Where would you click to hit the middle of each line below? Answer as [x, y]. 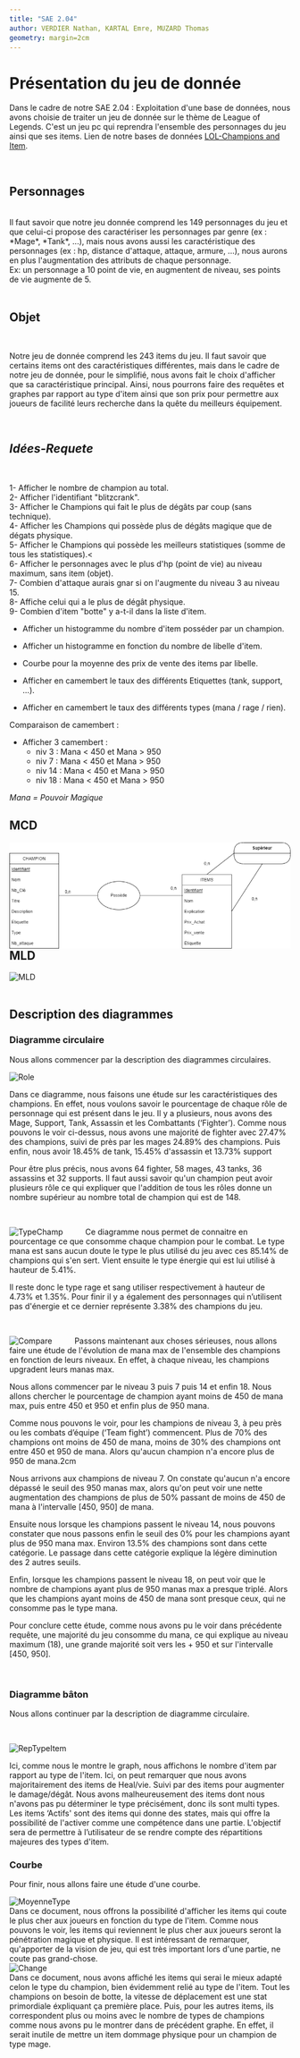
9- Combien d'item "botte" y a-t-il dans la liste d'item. [108, 611]
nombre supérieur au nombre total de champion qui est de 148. [125, 1197]
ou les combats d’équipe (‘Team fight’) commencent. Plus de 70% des [138, 1432]
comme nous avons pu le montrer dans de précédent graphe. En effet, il [142, 2025]
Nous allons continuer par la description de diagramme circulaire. [129, 1714]
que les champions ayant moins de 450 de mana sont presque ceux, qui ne [147, 1598]
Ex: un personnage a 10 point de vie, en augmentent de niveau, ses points [145, 270]
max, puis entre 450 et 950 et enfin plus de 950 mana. [109, 1405]
